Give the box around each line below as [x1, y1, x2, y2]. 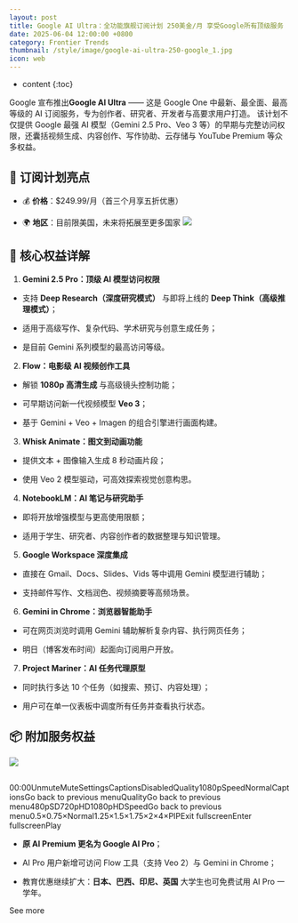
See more [9, 904, 45, 916]
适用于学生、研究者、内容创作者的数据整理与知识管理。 [21, 530, 225, 541]
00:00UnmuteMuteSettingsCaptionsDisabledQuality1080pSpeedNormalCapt [9, 782, 290, 792]
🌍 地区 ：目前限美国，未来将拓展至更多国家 [21, 217, 181, 228]
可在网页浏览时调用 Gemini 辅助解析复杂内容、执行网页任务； [21, 624, 247, 636]
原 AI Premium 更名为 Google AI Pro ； [21, 838, 163, 849]
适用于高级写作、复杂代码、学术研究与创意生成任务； [21, 322, 218, 333]
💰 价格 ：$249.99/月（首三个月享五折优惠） [21, 195, 184, 205]
